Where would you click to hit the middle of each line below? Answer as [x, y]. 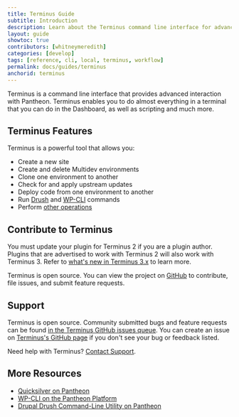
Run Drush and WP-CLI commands [69, 200]
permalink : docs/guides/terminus [57, 67]
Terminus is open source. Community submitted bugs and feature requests [117, 322]
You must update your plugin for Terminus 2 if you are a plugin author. [110, 247]
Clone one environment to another [68, 177]
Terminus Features [50, 131]
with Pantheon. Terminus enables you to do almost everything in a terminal [117, 101]
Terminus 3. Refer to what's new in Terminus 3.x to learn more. [100, 262]
